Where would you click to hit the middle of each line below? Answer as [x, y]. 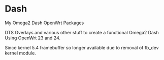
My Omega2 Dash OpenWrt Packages [44, 23]
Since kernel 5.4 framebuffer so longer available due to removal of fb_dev [82, 47]
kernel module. [20, 53]
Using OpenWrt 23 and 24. [33, 38]
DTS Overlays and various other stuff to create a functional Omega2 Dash [82, 32]
